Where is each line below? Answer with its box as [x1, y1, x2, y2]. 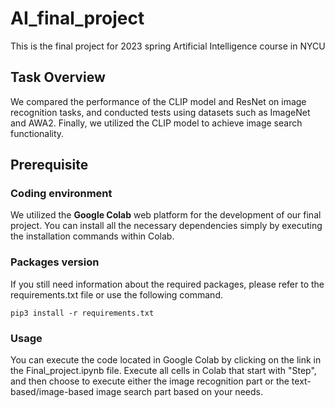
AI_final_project [10, 7, 145, 30]
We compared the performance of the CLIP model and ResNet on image [10, 95, 307, 107]
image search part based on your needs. [96, 386, 263, 398]
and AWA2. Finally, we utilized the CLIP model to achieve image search [10, 117, 303, 129]
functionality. [10, 127, 65, 139]
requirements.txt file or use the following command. [10, 288, 223, 301]
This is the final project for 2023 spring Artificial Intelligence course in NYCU [10, 40, 326, 52]
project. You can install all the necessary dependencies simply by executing [10, 220, 323, 232]
